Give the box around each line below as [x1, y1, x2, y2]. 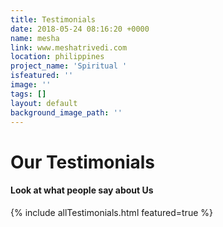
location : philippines [10, 52, 105, 62]
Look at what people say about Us [10, 184, 154, 196]
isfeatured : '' [10, 71, 74, 81]
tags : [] [10, 89, 47, 99]
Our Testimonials [10, 151, 156, 173]
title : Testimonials [10, 14, 97, 25]
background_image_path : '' [10, 107, 123, 118]
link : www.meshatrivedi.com [10, 42, 128, 53]
